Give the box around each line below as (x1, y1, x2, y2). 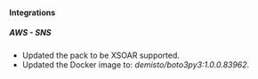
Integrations (9, 7, 56, 18)
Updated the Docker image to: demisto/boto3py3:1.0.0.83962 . (21, 59, 250, 70)
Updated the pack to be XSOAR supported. (21, 50, 181, 60)
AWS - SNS (9, 28, 52, 38)
